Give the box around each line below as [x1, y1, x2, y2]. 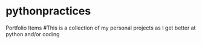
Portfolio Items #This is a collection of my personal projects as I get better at [5, 24, 196, 31]
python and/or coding [5, 30, 60, 37]
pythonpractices [5, 4, 91, 18]
